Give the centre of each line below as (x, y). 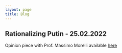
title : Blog (17, 14)
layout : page (18, 9)
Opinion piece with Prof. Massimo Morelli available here (61, 45)
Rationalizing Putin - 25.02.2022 (56, 34)
